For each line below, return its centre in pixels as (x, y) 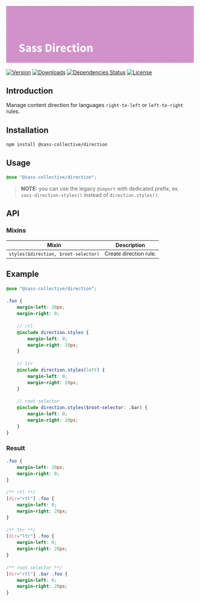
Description (130, 245)
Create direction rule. (130, 254)
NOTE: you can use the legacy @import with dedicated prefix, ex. (100, 188)
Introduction (30, 91)
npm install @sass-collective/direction (57, 145)
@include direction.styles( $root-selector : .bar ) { (82, 408)
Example (23, 274)
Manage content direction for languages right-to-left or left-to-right (95, 105)
